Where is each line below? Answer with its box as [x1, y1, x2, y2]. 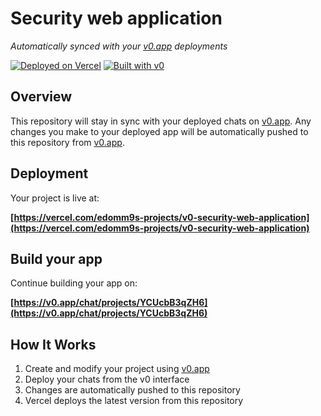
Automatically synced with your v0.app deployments [10, 40, 228, 52]
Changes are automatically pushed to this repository [24, 384, 241, 396]
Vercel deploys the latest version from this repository [24, 395, 244, 407]
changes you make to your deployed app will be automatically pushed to [10, 125, 309, 137]
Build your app [10, 250, 103, 267]
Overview [10, 88, 73, 106]
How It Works [10, 336, 97, 353]
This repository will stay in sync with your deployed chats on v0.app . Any [10, 115, 312, 127]
